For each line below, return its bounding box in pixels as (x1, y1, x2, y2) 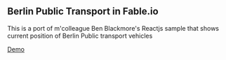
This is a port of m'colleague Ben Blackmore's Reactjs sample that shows (7, 24, 220, 32)
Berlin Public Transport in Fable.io (7, 6, 159, 17)
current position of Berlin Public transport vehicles (7, 31, 153, 40)
